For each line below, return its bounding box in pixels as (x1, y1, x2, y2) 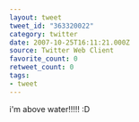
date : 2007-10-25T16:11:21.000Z (9, 37, 130, 47)
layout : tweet (9, 12, 63, 22)
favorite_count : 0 (9, 54, 78, 63)
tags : (9, 71, 30, 80)
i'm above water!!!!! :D (9, 103, 91, 114)
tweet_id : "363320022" (9, 21, 94, 30)
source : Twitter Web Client (9, 46, 115, 55)
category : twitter (9, 29, 78, 38)
